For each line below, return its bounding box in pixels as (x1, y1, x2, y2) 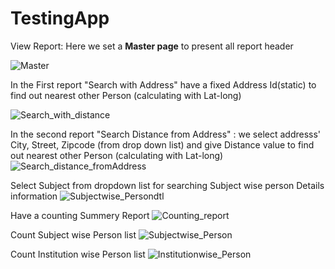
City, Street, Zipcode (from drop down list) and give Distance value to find (10, 138, 315, 151)
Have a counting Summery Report (10, 209, 150, 221)
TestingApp (10, 7, 110, 30)
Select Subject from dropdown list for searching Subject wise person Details (10, 179, 325, 191)
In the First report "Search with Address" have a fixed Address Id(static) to (10, 78, 317, 91)
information (10, 190, 58, 202)
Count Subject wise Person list (10, 228, 137, 241)
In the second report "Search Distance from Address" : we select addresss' (10, 128, 322, 140)
